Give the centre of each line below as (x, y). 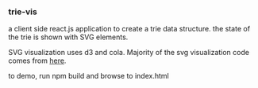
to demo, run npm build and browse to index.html (89, 76)
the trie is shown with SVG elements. (68, 37)
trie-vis (23, 12)
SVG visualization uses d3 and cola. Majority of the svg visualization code (129, 53)
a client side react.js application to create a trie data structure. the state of (129, 29)
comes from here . (37, 60)
